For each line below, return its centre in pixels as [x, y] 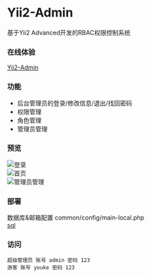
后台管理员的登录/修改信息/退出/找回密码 [74, 103]
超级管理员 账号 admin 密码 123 [49, 260]
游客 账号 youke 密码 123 [41, 268]
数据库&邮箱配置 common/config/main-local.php [76, 217]
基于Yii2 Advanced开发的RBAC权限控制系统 [69, 32]
